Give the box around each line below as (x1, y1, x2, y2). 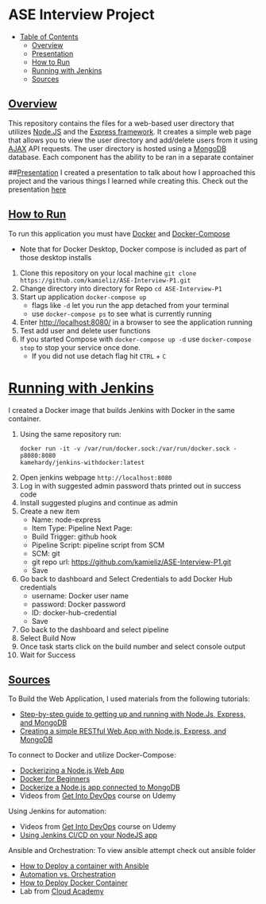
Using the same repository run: (19, 429, 121, 438)
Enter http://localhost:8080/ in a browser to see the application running (19, 317, 253, 327)
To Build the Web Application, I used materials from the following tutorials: (8, 694, 250, 703)
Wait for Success (19, 650, 76, 660)
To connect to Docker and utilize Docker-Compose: (8, 750, 176, 760)
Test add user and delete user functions (19, 325, 151, 335)
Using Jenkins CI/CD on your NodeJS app (19, 830, 157, 840)
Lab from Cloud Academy (19, 886, 105, 896)
